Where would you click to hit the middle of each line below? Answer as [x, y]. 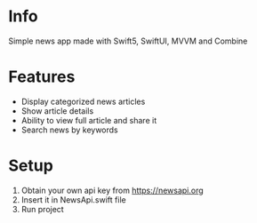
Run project [42, 209]
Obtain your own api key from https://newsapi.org [112, 190]
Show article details [57, 111]
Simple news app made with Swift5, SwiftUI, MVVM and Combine [128, 41]
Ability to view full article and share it [89, 120]
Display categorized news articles [83, 101]
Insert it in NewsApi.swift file [73, 199]
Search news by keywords [69, 130]
